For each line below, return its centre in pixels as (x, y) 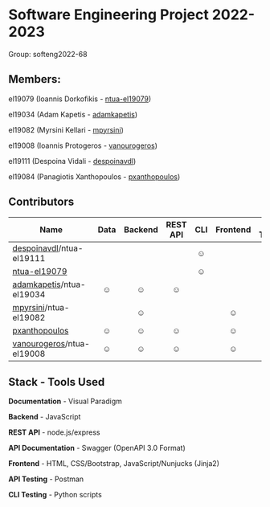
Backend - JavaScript (45, 417)
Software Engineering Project (108, 15)
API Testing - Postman (46, 479)
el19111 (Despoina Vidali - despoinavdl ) (72, 161)
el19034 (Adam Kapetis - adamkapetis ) (73, 114)
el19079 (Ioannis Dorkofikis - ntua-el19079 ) (80, 99)
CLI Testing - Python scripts (55, 495)
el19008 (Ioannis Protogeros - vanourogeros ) (83, 145)
